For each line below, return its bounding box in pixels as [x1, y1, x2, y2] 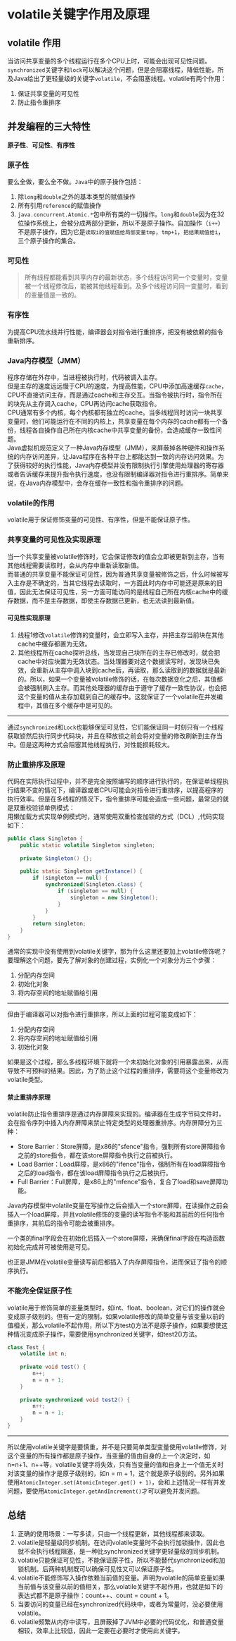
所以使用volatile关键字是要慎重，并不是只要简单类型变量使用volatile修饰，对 [7, 1442, 227, 1451]
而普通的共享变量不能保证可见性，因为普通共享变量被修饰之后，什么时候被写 [7, 570, 229, 578]
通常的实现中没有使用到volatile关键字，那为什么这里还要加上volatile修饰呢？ [7, 947, 227, 956]
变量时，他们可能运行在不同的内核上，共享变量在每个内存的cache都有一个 [7, 417, 223, 425]
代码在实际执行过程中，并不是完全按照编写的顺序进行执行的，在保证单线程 [7, 777, 223, 786]
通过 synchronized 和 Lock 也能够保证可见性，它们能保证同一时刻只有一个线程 [7, 723, 224, 731]
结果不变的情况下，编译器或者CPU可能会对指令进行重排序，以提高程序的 [13, 786, 223, 794]
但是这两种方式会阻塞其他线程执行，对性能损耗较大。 [19, 740, 173, 749]
